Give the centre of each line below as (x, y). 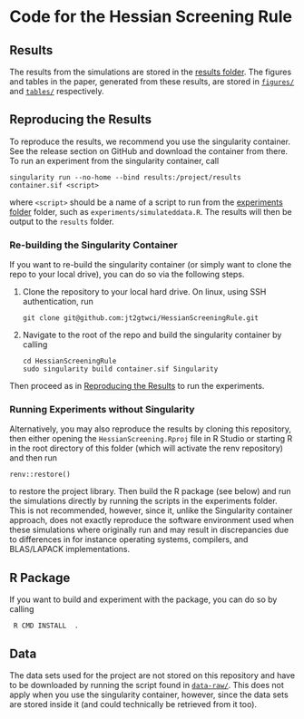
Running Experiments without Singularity (102, 410)
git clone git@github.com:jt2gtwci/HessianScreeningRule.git (141, 318)
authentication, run (58, 302)
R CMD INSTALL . (46, 626)
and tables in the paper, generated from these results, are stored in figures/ (152, 82)
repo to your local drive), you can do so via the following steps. (127, 275)
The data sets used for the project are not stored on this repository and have (152, 675)
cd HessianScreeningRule (69, 361)
